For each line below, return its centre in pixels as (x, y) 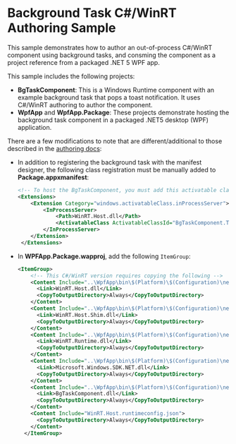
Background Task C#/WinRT (92, 13)
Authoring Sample (62, 28)
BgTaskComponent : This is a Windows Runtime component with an (116, 90)
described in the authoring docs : (55, 148)
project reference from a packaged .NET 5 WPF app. (83, 62)
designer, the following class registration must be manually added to (117, 169)
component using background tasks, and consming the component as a (112, 55)
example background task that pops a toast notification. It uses (109, 97)
